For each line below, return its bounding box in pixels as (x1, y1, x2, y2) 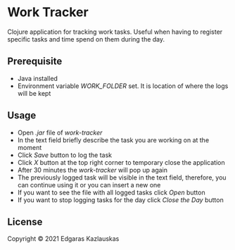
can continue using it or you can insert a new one (17, 180, 161, 189)
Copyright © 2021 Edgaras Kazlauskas (7, 235, 120, 243)
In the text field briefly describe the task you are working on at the (17, 135, 210, 144)
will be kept (17, 89, 51, 97)
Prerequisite (7, 56, 63, 68)
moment (17, 143, 42, 151)
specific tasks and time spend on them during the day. (7, 35, 165, 43)
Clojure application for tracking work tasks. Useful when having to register (7, 27, 223, 36)
